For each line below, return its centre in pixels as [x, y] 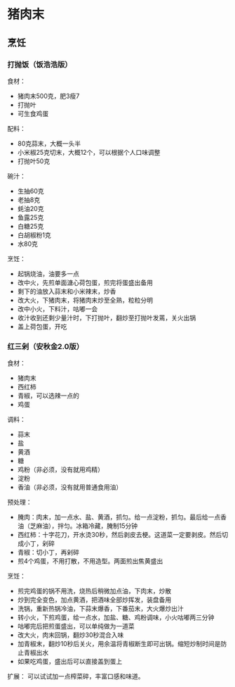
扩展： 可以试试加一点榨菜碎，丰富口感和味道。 [76, 676]
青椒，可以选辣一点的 [48, 396]
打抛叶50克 [34, 161]
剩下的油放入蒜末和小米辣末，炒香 [67, 291]
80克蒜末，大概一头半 [49, 143]
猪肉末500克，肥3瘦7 [48, 96]
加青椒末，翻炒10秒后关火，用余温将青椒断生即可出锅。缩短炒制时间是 [119, 644]
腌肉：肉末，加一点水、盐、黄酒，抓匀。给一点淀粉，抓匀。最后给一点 [119, 517]
